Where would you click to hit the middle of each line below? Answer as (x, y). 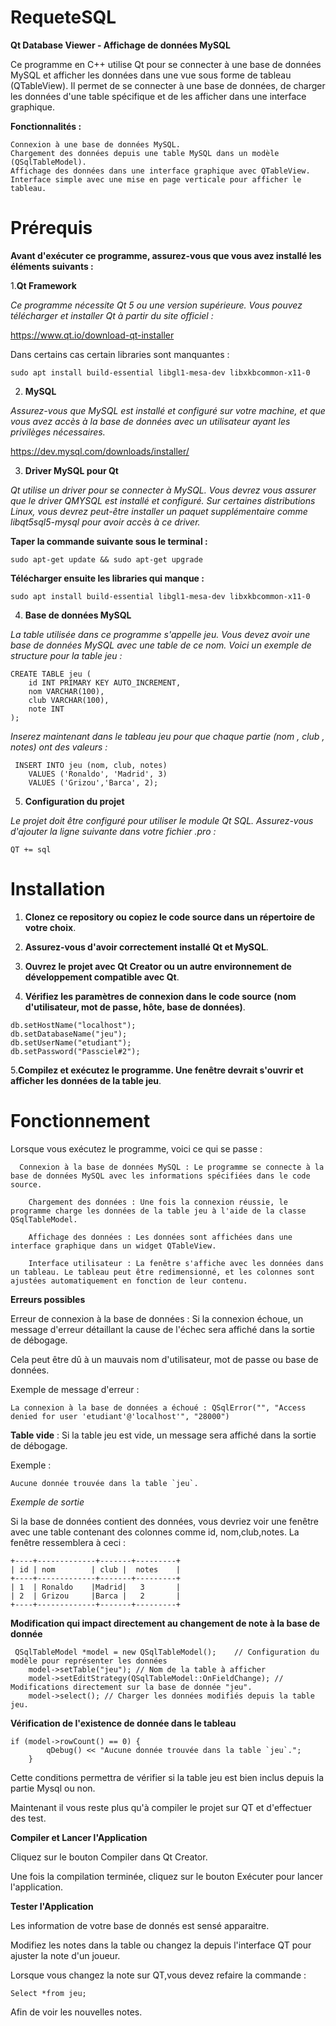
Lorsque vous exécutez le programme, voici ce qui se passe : (136, 1148)
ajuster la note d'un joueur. (65, 1955)
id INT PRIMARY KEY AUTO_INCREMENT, (105, 682)
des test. (28, 1818)
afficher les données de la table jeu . (86, 1080)
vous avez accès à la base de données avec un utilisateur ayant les (150, 421)
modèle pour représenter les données (89, 1661)
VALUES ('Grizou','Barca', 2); (93, 782)
